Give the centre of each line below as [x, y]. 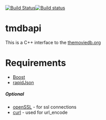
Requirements [36, 63]
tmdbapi [23, 28]
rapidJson [23, 82]
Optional [15, 94]
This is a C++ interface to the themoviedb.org [53, 42]
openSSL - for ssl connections [44, 107]
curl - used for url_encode [40, 112]
